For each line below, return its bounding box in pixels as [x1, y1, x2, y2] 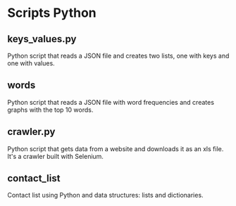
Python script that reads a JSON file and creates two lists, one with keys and [7, 51, 230, 60]
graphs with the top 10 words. [7, 105, 94, 114]
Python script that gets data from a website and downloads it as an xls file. [7, 144, 224, 153]
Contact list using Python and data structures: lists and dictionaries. [7, 191, 204, 200]
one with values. [7, 59, 55, 67]
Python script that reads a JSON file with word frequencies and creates [7, 98, 215, 106]
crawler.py [7, 126, 56, 138]
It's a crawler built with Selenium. [7, 152, 104, 160]
